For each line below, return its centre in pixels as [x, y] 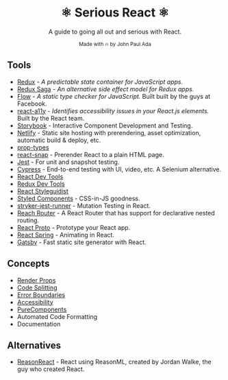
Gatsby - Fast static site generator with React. [81, 242]
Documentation [39, 324]
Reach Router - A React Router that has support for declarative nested [116, 213]
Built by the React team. [51, 118]
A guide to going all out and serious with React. [115, 32]
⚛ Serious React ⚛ [115, 13]
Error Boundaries [41, 295]
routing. [28, 220]
